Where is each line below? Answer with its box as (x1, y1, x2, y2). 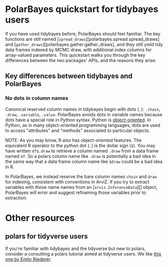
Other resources (5, 212, 75, 223)
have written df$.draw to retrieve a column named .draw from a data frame (5, 148, 159, 154)
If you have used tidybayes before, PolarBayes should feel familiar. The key (5, 31, 160, 37)
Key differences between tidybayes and (5, 72, 133, 81)
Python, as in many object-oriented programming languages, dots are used (5, 122, 160, 128)
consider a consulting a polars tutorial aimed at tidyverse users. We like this (5, 250, 161, 256)
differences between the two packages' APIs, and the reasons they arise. (5, 57, 157, 63)
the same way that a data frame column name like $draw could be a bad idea (5, 158, 163, 164)
